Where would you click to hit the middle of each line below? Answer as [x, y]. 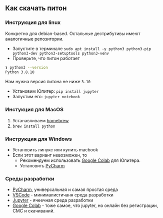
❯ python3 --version [27, 67]
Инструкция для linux [33, 23]
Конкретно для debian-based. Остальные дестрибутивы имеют [73, 33]
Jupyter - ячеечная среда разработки [53, 200]
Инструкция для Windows [39, 139]
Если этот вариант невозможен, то [50, 155]
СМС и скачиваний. [33, 211]
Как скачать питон [36, 8]
